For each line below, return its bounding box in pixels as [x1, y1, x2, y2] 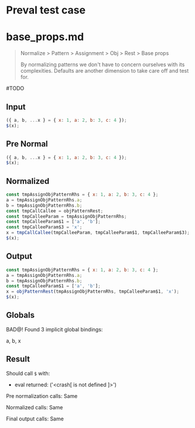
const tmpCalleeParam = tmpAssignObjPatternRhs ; [6, 213, 127, 220]
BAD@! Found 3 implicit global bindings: [6, 326, 103, 333]
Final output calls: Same [6, 415, 64, 422]
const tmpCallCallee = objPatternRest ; [6, 208, 104, 214]
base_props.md [6, 30, 84, 44]
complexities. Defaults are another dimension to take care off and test [20, 67, 189, 74]
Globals [6, 310, 35, 320]
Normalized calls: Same [6, 403, 63, 410]
